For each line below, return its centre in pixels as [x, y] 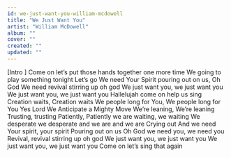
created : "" [24, 46]
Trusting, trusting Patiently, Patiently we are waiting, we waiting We [104, 116]
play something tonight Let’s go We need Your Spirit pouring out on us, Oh [114, 79]
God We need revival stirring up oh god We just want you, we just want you [115, 87]
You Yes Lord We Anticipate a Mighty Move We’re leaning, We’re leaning [111, 109]
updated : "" [24, 53]
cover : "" [22, 40]
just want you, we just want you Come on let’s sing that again [95, 146]
